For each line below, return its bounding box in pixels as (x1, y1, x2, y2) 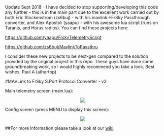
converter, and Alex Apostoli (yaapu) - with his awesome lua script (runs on (5, 20, 158, 25)
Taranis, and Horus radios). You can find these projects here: (5, 25, 129, 31)
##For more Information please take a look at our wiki (5, 125, 114, 131)
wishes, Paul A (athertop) (5, 69, 57, 75)
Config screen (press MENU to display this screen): (5, 107, 109, 112)
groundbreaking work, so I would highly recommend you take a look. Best (5, 64, 155, 69)
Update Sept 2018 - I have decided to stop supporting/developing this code (5, 4, 159, 10)
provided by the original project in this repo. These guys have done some (5, 59, 154, 64)
